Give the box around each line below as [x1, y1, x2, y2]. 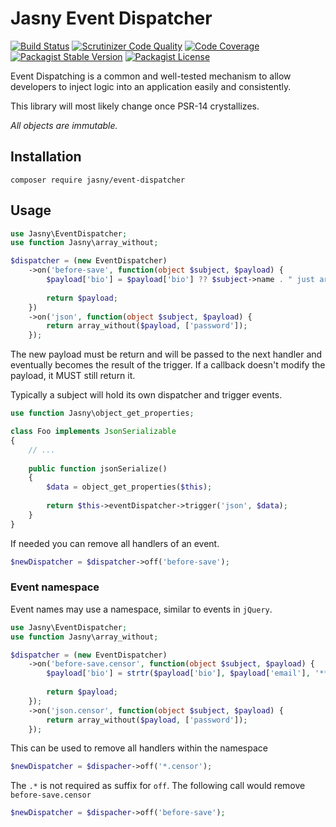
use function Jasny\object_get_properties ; [10, 408, 195, 419]
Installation [10, 148, 82, 166]
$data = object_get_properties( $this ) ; [46, 482, 213, 492]
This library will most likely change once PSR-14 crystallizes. [10, 100, 260, 112]
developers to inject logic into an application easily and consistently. [10, 80, 292, 92]
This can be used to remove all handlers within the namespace [10, 742, 268, 754]
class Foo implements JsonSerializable [10, 427, 177, 437]
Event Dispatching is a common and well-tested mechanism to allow [10, 70, 292, 82]
